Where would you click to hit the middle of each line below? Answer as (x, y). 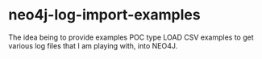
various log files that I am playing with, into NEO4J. (93, 45)
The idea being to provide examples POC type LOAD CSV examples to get (131, 37)
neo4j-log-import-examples (104, 15)
